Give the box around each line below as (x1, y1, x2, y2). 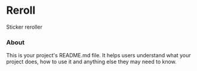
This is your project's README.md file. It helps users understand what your (6, 52, 191, 59)
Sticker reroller (6, 23, 43, 30)
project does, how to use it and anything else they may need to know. (6, 58, 177, 66)
